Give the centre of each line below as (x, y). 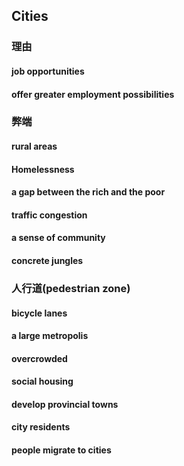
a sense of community (58, 238)
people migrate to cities (61, 450)
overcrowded (39, 358)
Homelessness (43, 169)
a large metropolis (50, 336)
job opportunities (48, 71)
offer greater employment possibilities (93, 94)
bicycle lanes (39, 313)
